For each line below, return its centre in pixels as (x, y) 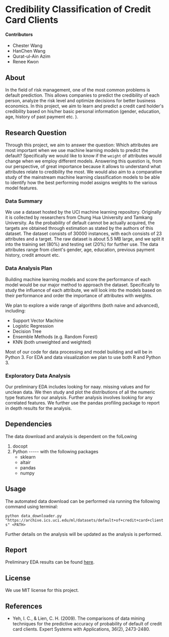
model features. (22, 188)
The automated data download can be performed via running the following (83, 501)
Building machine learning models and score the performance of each (78, 279)
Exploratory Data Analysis (38, 376)
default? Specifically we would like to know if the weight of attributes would (83, 156)
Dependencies (29, 424)
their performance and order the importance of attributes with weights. (79, 295)
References (24, 606)
